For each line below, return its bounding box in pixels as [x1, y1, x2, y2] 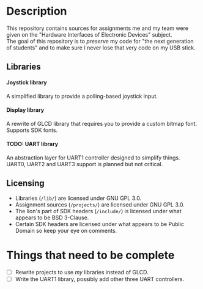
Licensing [6, 178, 45, 189]
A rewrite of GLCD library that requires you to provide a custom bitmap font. [6, 120, 197, 127]
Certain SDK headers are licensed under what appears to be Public [15, 220, 185, 227]
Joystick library [6, 78, 47, 86]
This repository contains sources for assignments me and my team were [6, 24, 188, 32]
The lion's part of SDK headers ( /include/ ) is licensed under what [15, 207, 182, 214]
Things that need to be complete [6, 248, 175, 262]
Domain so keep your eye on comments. [15, 227, 117, 234]
